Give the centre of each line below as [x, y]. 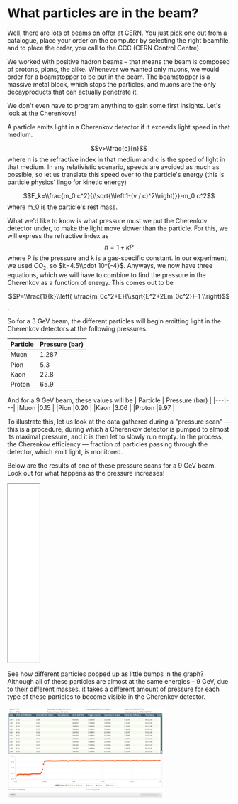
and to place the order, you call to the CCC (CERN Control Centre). [104, 48]
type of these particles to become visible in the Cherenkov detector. [107, 696]
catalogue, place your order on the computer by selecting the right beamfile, [119, 40]
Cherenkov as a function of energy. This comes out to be [90, 282]
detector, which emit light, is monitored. [65, 451]
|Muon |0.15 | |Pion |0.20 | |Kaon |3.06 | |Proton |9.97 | [96, 407]
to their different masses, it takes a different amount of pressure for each [113, 689]
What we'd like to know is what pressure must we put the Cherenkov [107, 220]
